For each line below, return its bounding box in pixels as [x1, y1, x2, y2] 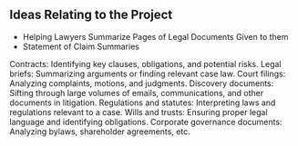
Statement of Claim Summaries [22, 41, 139, 52]
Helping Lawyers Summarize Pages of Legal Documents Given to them [22, 31, 289, 42]
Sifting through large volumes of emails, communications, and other [9, 87, 264, 98]
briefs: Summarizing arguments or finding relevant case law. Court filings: [9, 68, 286, 79]
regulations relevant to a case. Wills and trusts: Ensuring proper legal [9, 106, 268, 117]
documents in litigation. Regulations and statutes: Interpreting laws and [9, 97, 276, 108]
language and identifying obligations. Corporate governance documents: [9, 116, 283, 127]
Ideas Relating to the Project [9, 7, 173, 23]
